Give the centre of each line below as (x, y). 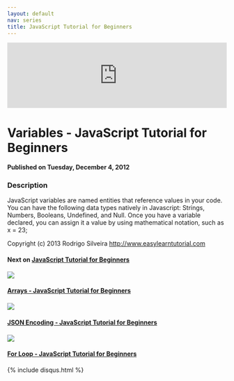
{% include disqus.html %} (46, 370)
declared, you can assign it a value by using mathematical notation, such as (116, 223)
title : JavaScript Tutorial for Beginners (70, 27)
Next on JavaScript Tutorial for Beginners (69, 260)
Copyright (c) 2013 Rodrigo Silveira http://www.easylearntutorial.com (106, 244)
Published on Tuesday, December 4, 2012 (69, 167)
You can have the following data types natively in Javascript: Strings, (106, 208)
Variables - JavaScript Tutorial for (107, 133)
